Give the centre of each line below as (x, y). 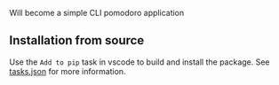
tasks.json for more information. (68, 71)
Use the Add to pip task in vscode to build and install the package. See (139, 62)
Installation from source (77, 40)
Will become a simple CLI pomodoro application (97, 13)
